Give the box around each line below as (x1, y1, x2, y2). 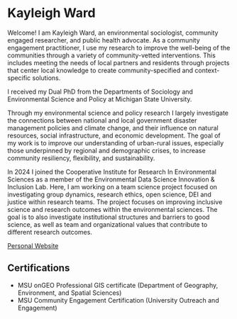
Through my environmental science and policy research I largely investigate (7, 108, 229, 117)
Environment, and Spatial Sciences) (17, 289, 122, 297)
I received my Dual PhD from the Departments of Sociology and (7, 87, 194, 96)
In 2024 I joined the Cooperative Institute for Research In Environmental (7, 167, 216, 176)
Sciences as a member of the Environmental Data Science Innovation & (7, 175, 215, 184)
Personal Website (7, 241, 59, 250)
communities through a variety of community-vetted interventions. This (7, 51, 216, 60)
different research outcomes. (7, 228, 92, 236)
